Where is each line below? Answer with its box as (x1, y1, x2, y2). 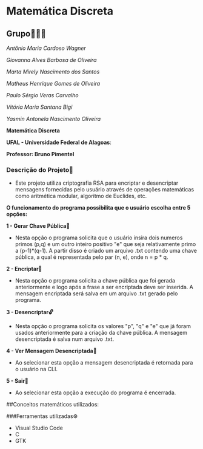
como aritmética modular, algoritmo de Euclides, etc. (15, 193, 147, 200)
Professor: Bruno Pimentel (6, 151, 75, 157)
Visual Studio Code (15, 424, 64, 432)
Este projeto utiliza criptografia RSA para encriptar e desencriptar (15, 179, 179, 187)
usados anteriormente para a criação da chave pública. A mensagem (15, 329, 188, 337)
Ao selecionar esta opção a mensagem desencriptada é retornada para (15, 359, 193, 366)
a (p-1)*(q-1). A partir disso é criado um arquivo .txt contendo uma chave (15, 247, 197, 255)
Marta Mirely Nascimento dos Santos (6, 68, 100, 75)
